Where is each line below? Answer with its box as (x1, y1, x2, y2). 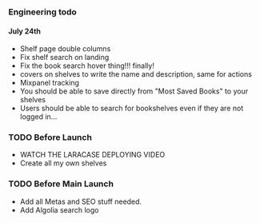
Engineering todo (8, 6, 78, 18)
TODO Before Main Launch (8, 178, 114, 189)
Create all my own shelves (19, 158, 107, 168)
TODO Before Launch (8, 132, 92, 143)
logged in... (19, 112, 58, 121)
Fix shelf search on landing (19, 53, 110, 62)
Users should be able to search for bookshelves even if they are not (19, 103, 244, 113)
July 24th (8, 26, 42, 36)
